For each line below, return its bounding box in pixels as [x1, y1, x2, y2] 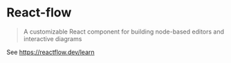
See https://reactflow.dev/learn [6, 48, 95, 56]
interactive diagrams [23, 34, 82, 42]
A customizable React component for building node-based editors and [23, 27, 225, 36]
